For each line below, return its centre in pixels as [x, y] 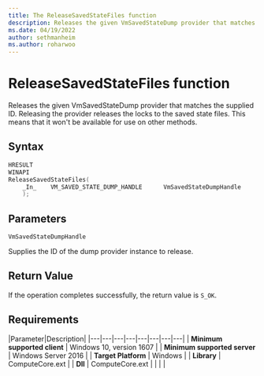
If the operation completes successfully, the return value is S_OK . [113, 295]
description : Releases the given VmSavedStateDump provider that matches [132, 23]
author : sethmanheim [42, 37]
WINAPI [19, 172]
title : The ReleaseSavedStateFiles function [82, 15]
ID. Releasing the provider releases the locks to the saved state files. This [127, 114]
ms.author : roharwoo [42, 45]
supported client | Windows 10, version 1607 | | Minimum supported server [132, 347]
